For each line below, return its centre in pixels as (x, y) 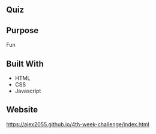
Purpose (22, 30)
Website (22, 110)
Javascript (28, 91)
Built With (25, 63)
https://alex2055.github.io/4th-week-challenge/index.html (78, 124)
